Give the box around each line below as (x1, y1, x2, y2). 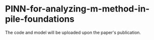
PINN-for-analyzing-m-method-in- (5, 3, 150, 14)
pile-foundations (5, 13, 75, 25)
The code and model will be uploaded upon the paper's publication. (5, 29, 141, 35)
